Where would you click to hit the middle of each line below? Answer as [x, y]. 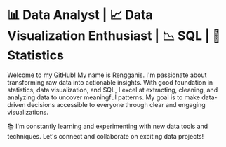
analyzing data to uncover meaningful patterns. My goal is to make [104, 97]
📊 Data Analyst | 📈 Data [80, 15]
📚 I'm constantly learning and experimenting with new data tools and [108, 126]
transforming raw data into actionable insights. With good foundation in [110, 82]
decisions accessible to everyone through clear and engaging [116, 104]
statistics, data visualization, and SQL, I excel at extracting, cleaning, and [113, 90]
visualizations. [28, 112]
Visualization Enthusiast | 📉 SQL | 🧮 [114, 36]
